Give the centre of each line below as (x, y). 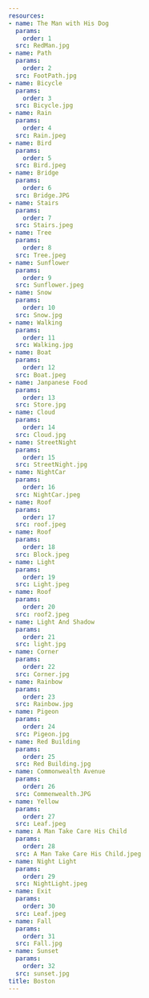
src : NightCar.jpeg (48, 495)
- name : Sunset (34, 951)
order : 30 (39, 906)
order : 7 (37, 218)
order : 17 (39, 517)
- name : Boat (30, 353)
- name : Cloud (32, 412)
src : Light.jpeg (42, 584)
